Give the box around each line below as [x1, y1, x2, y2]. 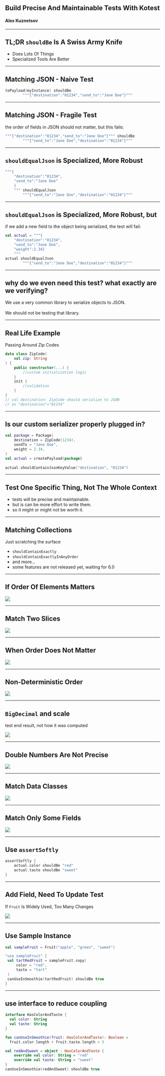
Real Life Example [5, 329, 60, 337]
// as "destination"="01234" [5, 402, 65, 407]
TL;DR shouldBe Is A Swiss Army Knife [5, 38, 123, 46]
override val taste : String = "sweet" [14, 1058, 93, 1063]
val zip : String [14, 356, 48, 361]
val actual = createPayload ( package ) [5, 456, 82, 461]
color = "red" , [16, 963, 48, 968]
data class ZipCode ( [5, 351, 48, 356]
